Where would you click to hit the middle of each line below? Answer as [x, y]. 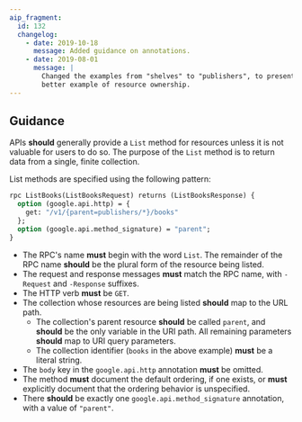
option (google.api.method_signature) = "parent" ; [114, 229]
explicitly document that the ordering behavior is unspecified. [136, 389]
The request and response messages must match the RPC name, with [152, 274]
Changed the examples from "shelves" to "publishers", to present [169, 76]
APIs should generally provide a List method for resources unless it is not [147, 143]
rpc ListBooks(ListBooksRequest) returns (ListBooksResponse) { [132, 196]
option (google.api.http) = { [74, 204]
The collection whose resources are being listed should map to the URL [155, 302]
